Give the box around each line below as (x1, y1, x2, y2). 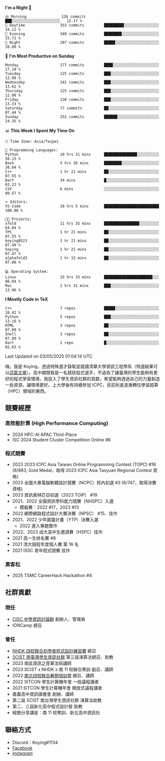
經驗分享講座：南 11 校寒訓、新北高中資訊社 (12, 710, 101, 716)
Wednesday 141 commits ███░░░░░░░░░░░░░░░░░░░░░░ (5, 80, 160, 85)
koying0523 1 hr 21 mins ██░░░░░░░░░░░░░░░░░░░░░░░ (5, 238, 160, 243)
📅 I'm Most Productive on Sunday (5, 53, 75, 59)
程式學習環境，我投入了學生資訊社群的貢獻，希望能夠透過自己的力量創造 (13, 376, 160, 382)
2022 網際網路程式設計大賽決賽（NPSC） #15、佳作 (12, 510, 118, 516)
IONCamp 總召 (12, 622, 42, 628)
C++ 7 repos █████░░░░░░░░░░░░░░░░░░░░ (5, 306, 160, 311)
